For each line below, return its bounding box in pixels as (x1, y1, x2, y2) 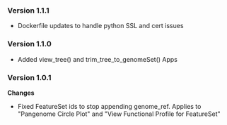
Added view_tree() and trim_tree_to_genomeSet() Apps (17, 55, 178, 63)
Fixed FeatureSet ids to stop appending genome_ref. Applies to (17, 102, 202, 110)
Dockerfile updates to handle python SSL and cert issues (17, 22, 184, 30)
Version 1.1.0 (7, 39, 52, 49)
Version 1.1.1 (7, 6, 50, 15)
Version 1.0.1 (7, 72, 52, 82)
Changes (7, 88, 35, 97)
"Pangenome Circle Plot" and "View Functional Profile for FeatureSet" (17, 110, 221, 118)
